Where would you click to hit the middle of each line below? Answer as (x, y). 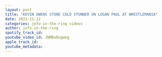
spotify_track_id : (24, 33)
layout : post (19, 10)
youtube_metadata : (24, 47)
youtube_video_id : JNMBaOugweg (37, 38)
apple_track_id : (22, 42)
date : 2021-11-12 (23, 19)
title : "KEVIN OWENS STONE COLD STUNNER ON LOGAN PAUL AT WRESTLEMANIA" (81, 14)
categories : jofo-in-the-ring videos (44, 24)
